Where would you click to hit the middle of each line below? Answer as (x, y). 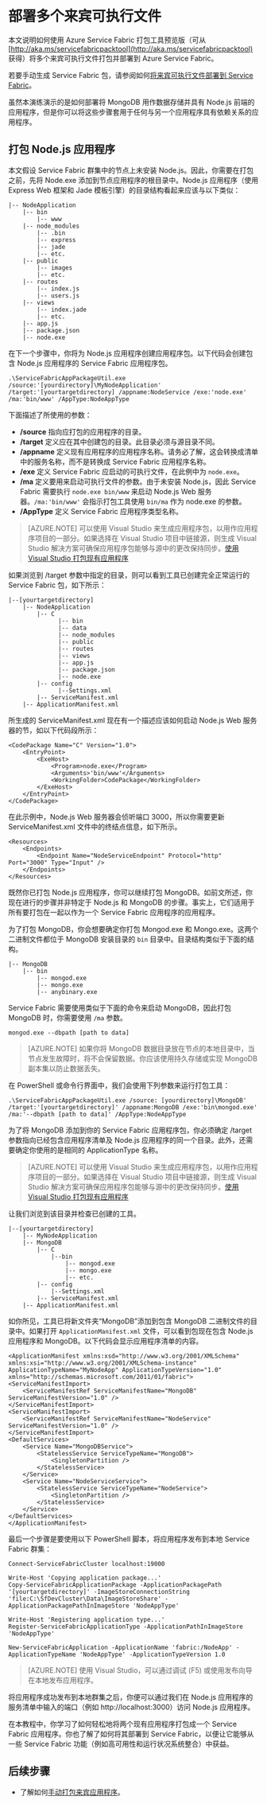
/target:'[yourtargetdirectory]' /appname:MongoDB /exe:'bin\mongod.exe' (133, 1107)
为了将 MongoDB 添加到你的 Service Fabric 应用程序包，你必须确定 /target (130, 1130)
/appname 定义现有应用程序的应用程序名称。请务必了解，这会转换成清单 (139, 451)
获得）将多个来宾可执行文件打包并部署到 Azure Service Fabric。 (113, 58)
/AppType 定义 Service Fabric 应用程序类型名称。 (101, 511)
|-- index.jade (62, 310)
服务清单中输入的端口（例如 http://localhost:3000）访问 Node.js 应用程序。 (132, 1707)
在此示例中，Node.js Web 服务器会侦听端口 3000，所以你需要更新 (116, 816)
